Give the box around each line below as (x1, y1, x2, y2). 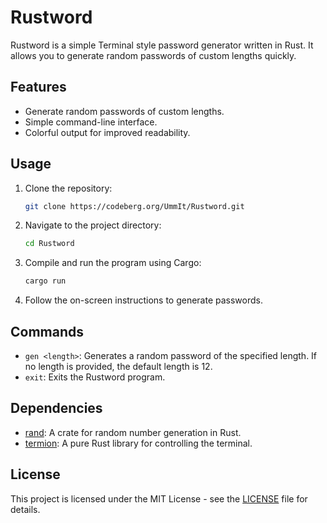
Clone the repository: (24, 182, 113, 194)
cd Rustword (24, 239, 75, 249)
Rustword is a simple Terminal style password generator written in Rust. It (10, 39, 314, 51)
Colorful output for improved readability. (24, 126, 191, 138)
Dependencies (10, 400, 103, 417)
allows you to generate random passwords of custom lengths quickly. (10, 49, 297, 61)
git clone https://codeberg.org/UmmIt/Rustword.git (24, 201, 245, 211)
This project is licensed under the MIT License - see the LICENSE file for (10, 492, 308, 505)
